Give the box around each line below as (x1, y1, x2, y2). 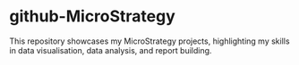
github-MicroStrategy (9, 6, 176, 27)
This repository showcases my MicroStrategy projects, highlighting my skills (9, 36, 290, 46)
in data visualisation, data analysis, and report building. (9, 45, 212, 55)
